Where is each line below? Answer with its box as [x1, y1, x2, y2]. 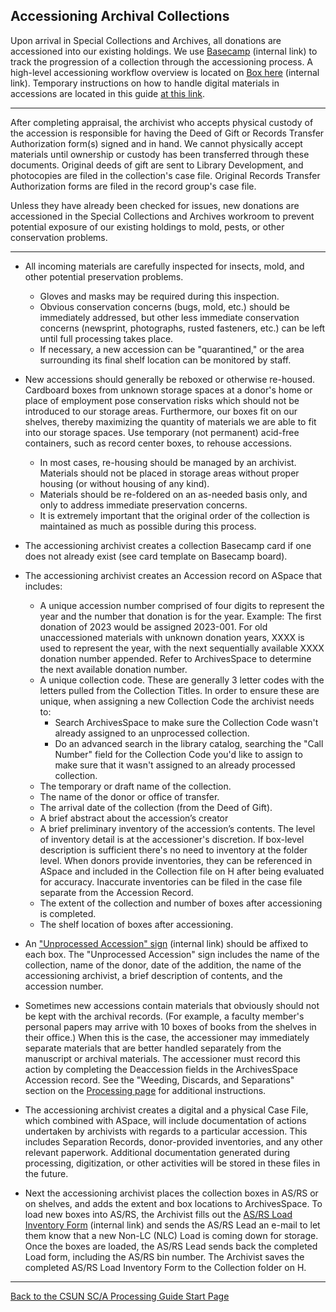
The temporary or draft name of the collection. [39, 780, 232, 792]
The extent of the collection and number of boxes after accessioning [39, 897, 323, 909]
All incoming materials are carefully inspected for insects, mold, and [24, 260, 305, 272]
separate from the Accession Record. [39, 886, 194, 898]
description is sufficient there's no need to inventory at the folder [39, 844, 308, 856]
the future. [24, 1167, 69, 1179]
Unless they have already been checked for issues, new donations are [10, 199, 300, 211]
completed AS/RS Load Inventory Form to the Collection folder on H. [24, 1261, 307, 1273]
